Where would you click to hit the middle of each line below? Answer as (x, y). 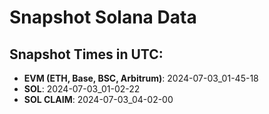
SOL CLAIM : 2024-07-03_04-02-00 (98, 99)
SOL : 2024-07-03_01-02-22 (82, 89)
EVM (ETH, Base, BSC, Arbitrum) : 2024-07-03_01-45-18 (141, 78)
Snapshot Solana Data (103, 17)
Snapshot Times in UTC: (86, 54)
